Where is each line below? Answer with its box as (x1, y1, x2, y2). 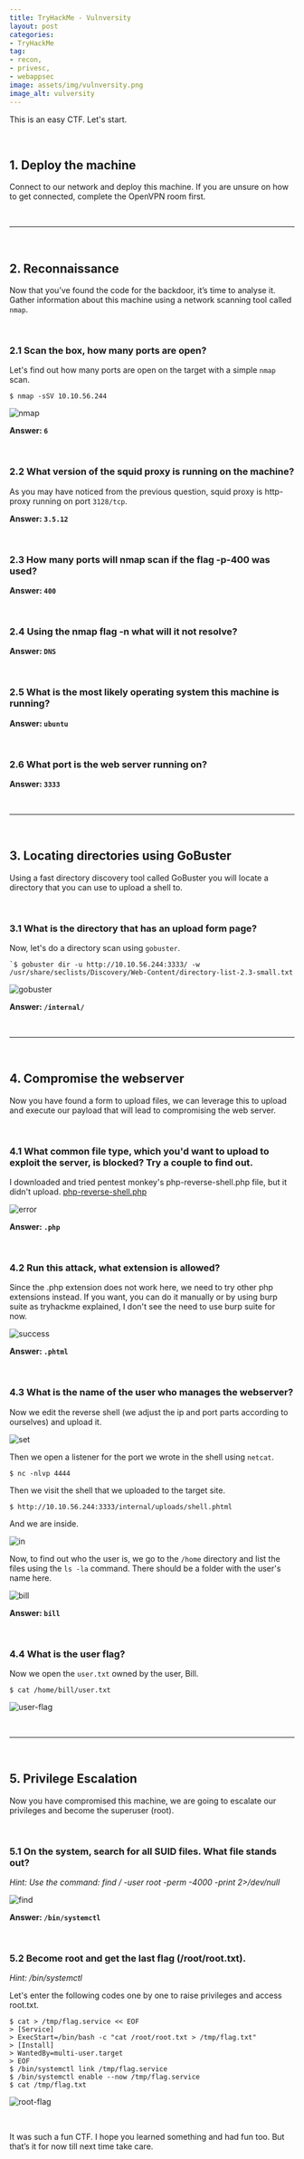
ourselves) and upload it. (9, 1416, 102, 1427)
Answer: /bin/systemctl (9, 1912, 101, 1923)
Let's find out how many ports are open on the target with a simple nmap (9, 365, 276, 376)
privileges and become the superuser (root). (9, 1804, 175, 1815)
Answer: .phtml (9, 1346, 69, 1357)
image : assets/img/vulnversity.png (9, 81, 144, 90)
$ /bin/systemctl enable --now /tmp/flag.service (9, 2073, 201, 2082)
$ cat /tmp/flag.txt (9, 2080, 88, 2090)
